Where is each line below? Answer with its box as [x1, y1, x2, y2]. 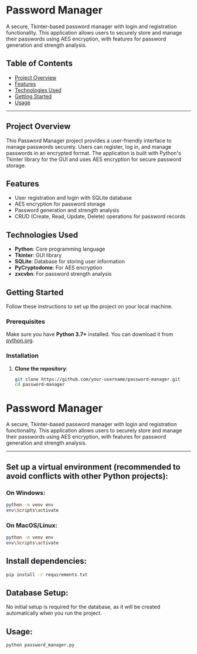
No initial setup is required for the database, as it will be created [6, 604, 160, 611]
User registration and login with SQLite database [14, 194, 132, 201]
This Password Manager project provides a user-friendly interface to [6, 137, 172, 144]
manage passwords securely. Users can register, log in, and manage [6, 143, 172, 150]
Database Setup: [6, 588, 69, 598]
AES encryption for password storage [14, 200, 106, 208]
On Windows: [6, 488, 46, 497]
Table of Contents [6, 59, 73, 69]
